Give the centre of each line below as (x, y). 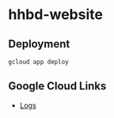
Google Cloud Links (57, 86)
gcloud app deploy (38, 62)
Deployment (39, 44)
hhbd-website (55, 15)
